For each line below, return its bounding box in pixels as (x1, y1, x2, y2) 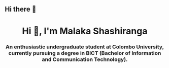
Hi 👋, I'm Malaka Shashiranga (22, 25, 148, 37)
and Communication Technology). (42, 56, 128, 63)
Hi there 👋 (5, 5, 37, 14)
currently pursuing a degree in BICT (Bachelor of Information (8, 49, 161, 56)
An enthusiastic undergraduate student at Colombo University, (5, 43, 164, 50)
